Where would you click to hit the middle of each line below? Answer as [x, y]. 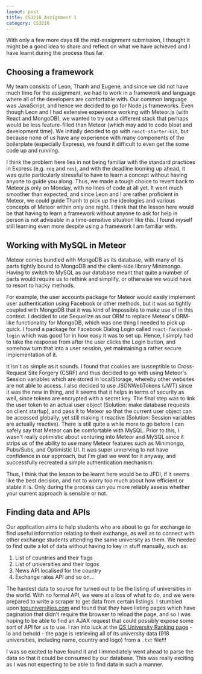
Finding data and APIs [48, 512]
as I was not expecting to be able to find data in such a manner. [85, 664]
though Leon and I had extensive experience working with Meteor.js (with [97, 112]
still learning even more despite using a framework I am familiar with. [92, 226]
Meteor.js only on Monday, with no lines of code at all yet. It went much [95, 188]
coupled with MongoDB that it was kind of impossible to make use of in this [100, 310]
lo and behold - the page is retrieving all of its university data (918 [88, 633]
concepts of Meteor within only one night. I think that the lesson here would [100, 207]
